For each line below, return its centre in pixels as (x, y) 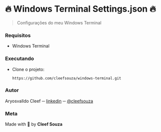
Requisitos (18, 35)
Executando (19, 58)
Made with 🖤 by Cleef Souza (34, 124)
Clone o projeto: (28, 69)
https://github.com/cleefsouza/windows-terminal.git (67, 78)
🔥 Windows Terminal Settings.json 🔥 (80, 9)
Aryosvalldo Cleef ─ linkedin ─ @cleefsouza (49, 101)
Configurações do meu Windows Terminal (59, 22)
